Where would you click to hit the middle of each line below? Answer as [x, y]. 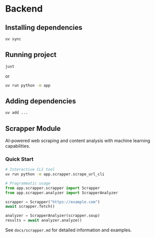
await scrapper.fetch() [30, 207]
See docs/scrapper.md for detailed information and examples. [68, 230]
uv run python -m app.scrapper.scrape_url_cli [55, 174]
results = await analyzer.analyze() [44, 220]
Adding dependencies [41, 101]
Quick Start [19, 159]
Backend [24, 9]
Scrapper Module [33, 129]
